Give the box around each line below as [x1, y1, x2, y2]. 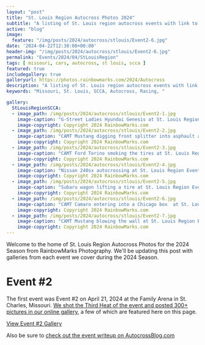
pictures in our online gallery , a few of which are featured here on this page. [6, 308, 197, 315]
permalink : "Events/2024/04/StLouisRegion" [6, 54, 119, 60]
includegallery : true [6, 71, 62, 77]
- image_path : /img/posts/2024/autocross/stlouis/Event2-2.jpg [12, 127, 176, 134]
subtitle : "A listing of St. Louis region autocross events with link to [6, 20, 198, 26]
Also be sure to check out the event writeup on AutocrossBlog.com [6, 332, 175, 339]
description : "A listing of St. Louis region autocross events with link [6, 83, 198, 89]
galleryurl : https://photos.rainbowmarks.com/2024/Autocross [6, 77, 165, 83]
